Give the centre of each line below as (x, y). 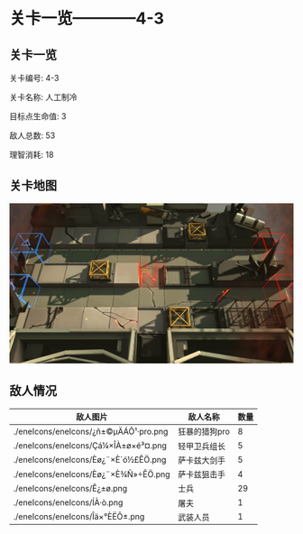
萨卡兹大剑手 (201, 460)
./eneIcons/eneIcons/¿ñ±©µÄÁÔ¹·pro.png (91, 431)
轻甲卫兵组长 (201, 446)
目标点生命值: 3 (38, 116)
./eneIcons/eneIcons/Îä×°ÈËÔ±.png (79, 517)
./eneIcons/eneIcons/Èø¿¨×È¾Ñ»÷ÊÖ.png (92, 474)
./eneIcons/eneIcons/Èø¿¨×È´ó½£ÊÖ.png (90, 460)
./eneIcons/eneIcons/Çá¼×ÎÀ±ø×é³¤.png (90, 446)
